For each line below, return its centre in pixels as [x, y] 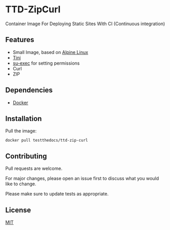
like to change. [21, 184]
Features [20, 40]
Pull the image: [21, 131]
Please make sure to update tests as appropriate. [57, 194]
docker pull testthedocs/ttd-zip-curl [47, 140]
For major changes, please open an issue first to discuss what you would [82, 179]
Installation [24, 118]
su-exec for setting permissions [46, 63]
